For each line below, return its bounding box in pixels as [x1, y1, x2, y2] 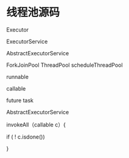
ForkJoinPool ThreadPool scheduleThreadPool [6, 61, 123, 69]
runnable [6, 73, 29, 80]
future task [6, 97, 34, 104]
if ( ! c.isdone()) [6, 133, 46, 140]
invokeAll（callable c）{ [6, 121, 66, 128]
